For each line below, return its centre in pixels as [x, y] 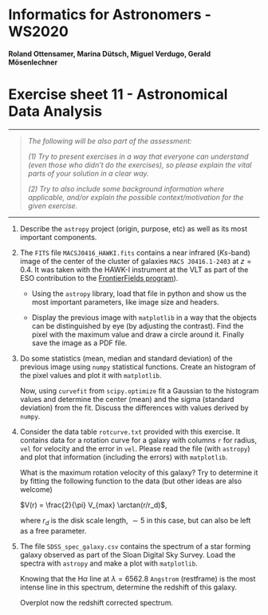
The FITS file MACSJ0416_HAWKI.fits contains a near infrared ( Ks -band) [135, 252]
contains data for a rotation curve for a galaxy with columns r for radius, [138, 440]
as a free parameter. [53, 530]
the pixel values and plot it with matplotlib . [91, 375]
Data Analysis [55, 111]
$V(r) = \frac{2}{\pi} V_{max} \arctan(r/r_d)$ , [93, 505]
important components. [58, 237]
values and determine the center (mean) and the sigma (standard [127, 399]
